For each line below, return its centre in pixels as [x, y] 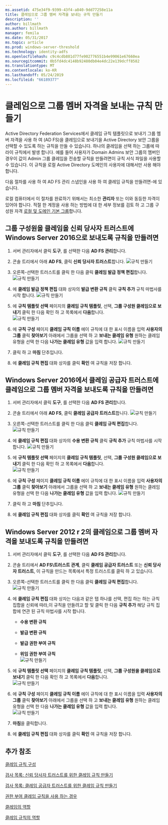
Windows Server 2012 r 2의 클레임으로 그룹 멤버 [78, 532]
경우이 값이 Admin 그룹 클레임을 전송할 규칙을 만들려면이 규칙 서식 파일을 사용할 [83, 158]
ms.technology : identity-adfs [37, 52]
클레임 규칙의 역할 [22, 817]
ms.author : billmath [27, 29]
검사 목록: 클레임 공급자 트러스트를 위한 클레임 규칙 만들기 [61, 785]
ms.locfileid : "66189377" [32, 80]
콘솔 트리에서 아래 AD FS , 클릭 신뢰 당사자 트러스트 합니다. [68, 261]
